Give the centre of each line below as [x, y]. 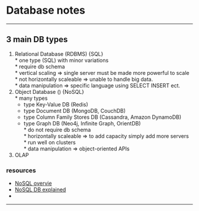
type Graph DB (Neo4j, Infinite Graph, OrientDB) [82, 123]
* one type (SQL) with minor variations [62, 60]
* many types [31, 98]
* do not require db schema [57, 130]
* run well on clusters [49, 142]
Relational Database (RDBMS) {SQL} [59, 53]
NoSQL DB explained [40, 190]
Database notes [46, 10]
